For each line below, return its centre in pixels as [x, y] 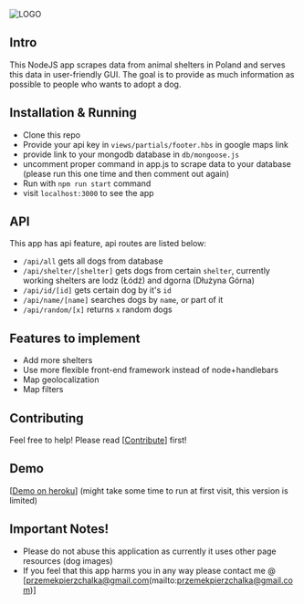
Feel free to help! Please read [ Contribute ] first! [98, 440]
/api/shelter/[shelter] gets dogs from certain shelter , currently [147, 271]
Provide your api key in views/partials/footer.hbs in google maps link [156, 144]
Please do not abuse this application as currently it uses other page [149, 551]
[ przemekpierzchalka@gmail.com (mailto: [100, 580]
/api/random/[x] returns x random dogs [97, 309]
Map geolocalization [61, 380]
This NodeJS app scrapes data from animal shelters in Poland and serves [147, 65]
